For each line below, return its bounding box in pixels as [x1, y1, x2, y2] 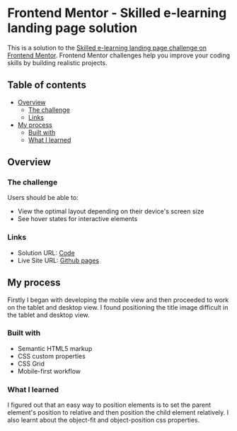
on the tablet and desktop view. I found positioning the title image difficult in [7, 303, 229, 311]
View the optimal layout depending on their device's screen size [17, 207, 204, 216]
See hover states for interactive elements [17, 215, 138, 223]
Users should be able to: [7, 194, 79, 202]
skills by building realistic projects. [7, 58, 108, 67]
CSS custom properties [17, 352, 86, 360]
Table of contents [7, 79, 86, 91]
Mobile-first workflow [17, 366, 81, 375]
